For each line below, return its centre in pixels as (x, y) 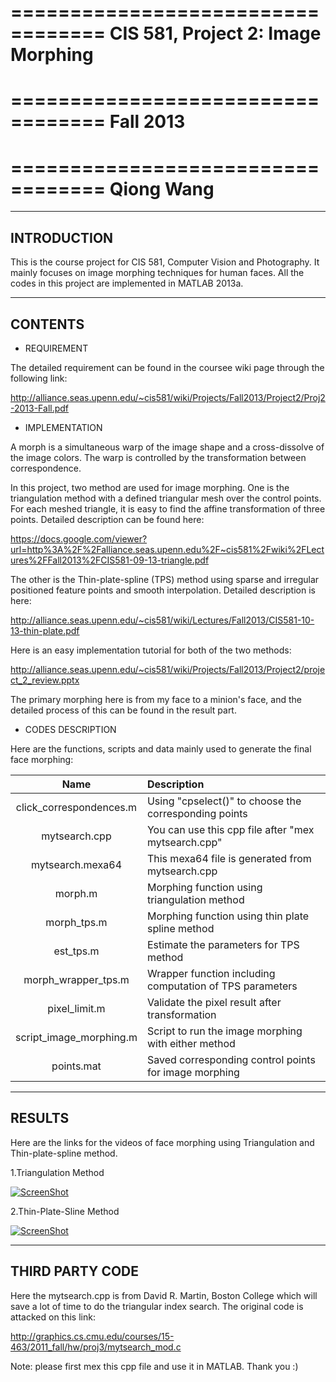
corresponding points (197, 813)
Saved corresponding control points (231, 1059)
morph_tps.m (76, 922)
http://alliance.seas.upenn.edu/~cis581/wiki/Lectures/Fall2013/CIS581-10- (162, 620)
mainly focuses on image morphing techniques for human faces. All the (157, 273)
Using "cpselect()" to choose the (224, 801)
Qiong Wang (162, 188)
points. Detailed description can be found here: (107, 519)
